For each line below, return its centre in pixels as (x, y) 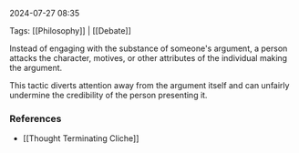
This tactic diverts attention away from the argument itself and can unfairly (149, 85)
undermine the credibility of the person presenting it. (108, 95)
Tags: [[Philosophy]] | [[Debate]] (71, 31)
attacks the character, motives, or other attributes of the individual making (149, 58)
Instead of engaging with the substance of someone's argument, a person (149, 48)
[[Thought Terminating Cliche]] (81, 138)
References (36, 118)
